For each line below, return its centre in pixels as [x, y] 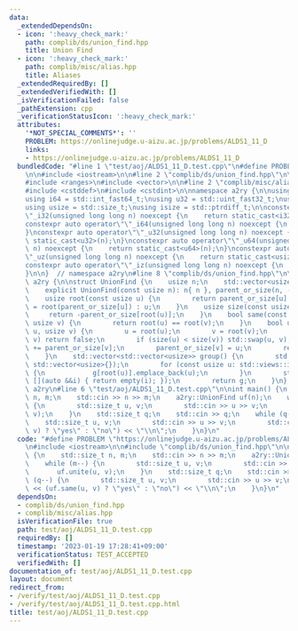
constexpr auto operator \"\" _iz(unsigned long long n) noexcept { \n [154, 266]
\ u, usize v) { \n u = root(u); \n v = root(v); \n [146, 331]
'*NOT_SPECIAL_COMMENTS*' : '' [81, 133]
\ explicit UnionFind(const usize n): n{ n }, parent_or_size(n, [154, 290]
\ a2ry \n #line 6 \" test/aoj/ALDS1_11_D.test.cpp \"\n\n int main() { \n [157, 389]
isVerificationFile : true [65, 522]
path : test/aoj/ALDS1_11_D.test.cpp [85, 530]
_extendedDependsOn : [55, 26]
